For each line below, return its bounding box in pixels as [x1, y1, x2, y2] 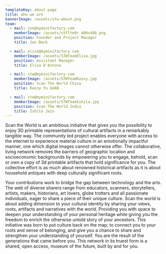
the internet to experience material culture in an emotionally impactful [5, 138, 148, 144]
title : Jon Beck [14, 40, 48, 45]
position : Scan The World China [14, 81, 81, 86]
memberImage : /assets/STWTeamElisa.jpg [14, 53, 97, 58]
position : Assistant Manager [14, 58, 75, 63]
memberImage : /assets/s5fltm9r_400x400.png [14, 30, 106, 35]
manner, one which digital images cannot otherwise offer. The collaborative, [5, 143, 161, 150]
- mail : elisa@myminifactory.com [9, 48, 79, 54]
